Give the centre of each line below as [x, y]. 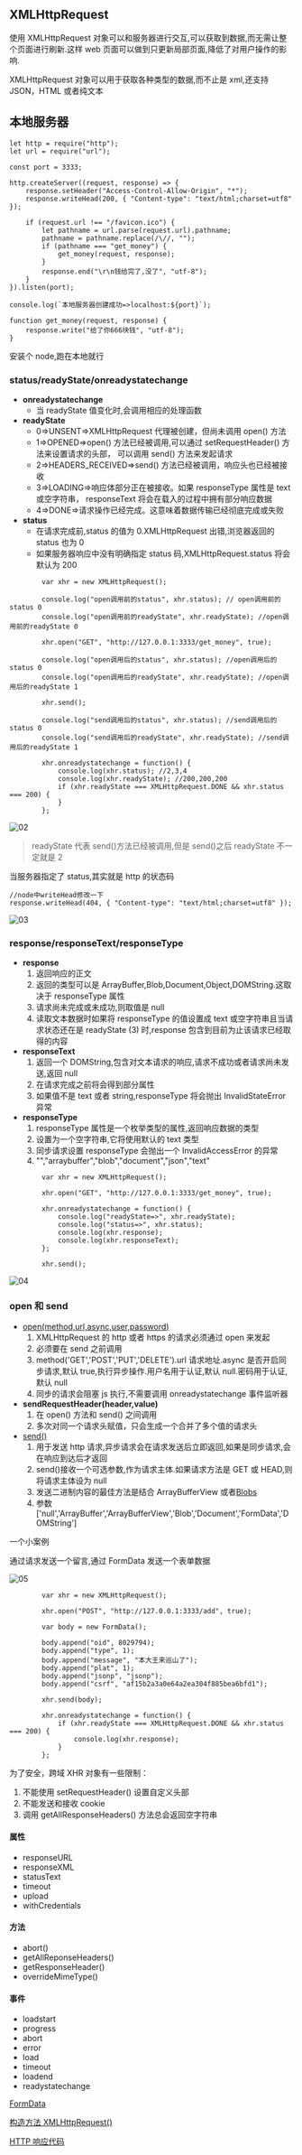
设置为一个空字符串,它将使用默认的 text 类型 [118, 1139]
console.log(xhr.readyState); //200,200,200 [142, 779]
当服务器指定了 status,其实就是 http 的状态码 [92, 876]
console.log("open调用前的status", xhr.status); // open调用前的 [161, 599]
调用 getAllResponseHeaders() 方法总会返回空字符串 [120, 1815]
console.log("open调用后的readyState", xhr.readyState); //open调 [166, 677]
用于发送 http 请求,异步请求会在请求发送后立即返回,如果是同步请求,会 [163, 1446]
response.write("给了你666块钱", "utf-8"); [105, 330]
